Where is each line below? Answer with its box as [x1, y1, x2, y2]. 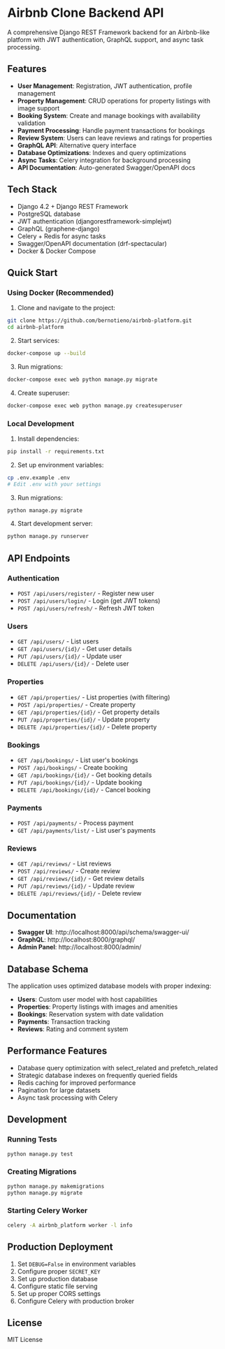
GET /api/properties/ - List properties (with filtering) [17, 693, 170, 701]
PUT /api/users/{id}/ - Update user [17, 652, 122, 661]
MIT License [7, 1336, 43, 1344]
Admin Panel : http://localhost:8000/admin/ [17, 943, 142, 951]
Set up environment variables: [17, 460, 104, 469]
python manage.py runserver [7, 533, 89, 540]
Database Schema [7, 963, 89, 975]
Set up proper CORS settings [17, 1289, 101, 1297]
